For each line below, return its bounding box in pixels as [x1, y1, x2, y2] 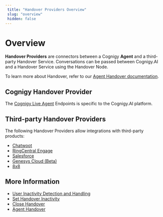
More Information [5, 177, 60, 186]
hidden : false [7, 16, 36, 21]
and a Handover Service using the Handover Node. [5, 64, 109, 70]
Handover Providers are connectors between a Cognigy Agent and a [5, 53, 146, 59]
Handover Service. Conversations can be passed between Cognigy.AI [17, 59, 159, 65]
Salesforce [12, 153, 34, 159]
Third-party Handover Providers [5, 115, 106, 123]
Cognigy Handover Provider [5, 88, 92, 96]
